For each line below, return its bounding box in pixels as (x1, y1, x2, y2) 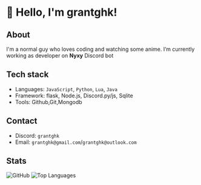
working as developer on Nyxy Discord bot (6, 52, 114, 59)
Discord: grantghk (15, 132, 59, 139)
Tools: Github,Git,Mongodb (15, 98, 83, 105)
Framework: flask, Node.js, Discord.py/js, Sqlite (15, 92, 133, 99)
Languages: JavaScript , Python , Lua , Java (15, 85, 118, 92)
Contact (6, 116, 38, 126)
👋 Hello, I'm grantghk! (6, 5, 117, 19)
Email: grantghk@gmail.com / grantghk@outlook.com (15, 138, 137, 146)
